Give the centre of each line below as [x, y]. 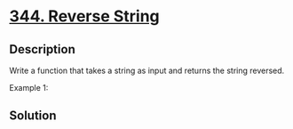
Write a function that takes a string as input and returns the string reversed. [147, 70]
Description [42, 49]
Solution [33, 116]
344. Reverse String [84, 16]
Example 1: [29, 88]
